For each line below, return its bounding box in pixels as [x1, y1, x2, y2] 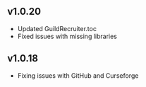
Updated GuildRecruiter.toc [17, 24, 97, 33]
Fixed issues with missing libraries [17, 32, 118, 40]
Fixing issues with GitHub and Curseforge [17, 71, 139, 80]
